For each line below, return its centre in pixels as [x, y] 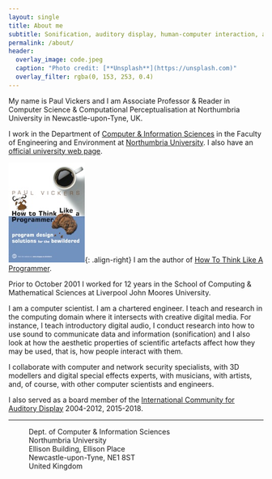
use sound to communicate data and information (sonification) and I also [130, 334]
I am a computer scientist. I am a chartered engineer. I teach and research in [136, 308]
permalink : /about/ [41, 43]
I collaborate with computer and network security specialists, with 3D [124, 367]
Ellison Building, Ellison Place [77, 448]
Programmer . [30, 268]
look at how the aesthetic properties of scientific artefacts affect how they [132, 342]
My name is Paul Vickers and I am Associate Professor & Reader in [119, 100]
